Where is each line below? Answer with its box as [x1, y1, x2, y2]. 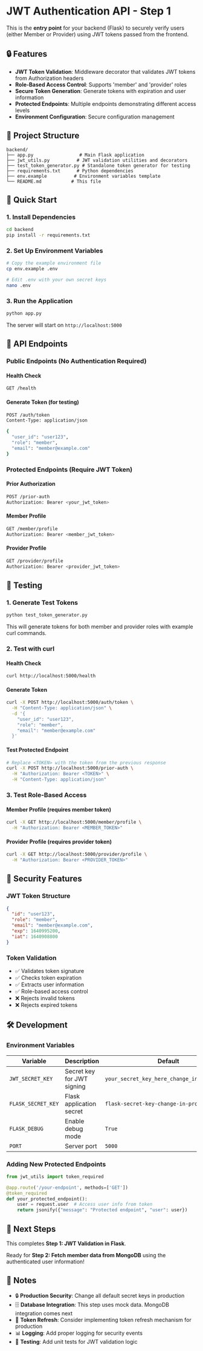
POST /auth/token [6, 412, 50, 418]
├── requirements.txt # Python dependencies [6, 168, 134, 174]
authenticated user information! [6, 1258, 85, 1265]
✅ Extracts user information [14, 981, 85, 988]
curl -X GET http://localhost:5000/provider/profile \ [6, 851, 147, 858]
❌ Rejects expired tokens [14, 1001, 77, 1008]
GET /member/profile [6, 526, 59, 532]
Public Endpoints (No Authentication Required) [6, 357, 147, 365]
